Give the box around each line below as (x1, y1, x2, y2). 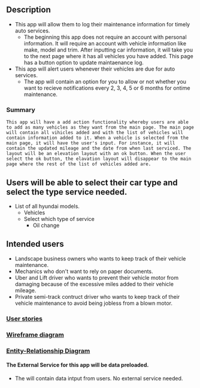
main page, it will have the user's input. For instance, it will (6, 140, 175, 146)
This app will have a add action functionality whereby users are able (6, 119, 189, 125)
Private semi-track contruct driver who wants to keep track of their (14, 293, 180, 300)
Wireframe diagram (6, 331, 64, 339)
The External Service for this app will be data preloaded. (6, 362, 149, 369)
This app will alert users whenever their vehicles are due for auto (14, 65, 175, 72)
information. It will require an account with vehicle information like (23, 40, 187, 47)
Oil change (32, 222, 60, 229)
